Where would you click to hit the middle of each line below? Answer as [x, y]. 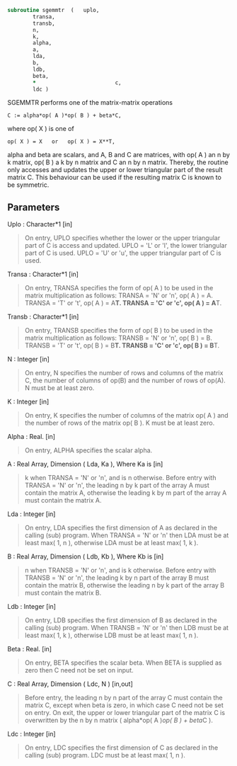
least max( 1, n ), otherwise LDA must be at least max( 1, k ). [111, 543]
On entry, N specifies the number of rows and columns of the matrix [124, 373]
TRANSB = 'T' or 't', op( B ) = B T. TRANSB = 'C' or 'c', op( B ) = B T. [122, 345]
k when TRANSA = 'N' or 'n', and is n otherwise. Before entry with [120, 478]
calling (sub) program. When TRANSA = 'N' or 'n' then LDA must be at [127, 535]
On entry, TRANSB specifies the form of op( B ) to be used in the [119, 331]
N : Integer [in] [28, 359]
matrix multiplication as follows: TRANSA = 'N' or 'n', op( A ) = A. [119, 296]
